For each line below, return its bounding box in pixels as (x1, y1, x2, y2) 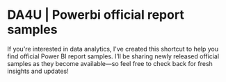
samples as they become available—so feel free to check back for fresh (7, 59, 213, 67)
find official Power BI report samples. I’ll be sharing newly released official (7, 52, 220, 60)
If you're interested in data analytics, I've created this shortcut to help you (7, 44, 219, 53)
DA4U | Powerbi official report (7, 7, 184, 23)
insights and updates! (7, 67, 70, 75)
